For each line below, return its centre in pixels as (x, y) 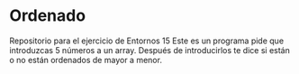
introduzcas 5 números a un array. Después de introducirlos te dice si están (149, 50)
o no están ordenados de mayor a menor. (86, 60)
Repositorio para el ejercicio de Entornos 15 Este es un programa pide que (147, 41)
